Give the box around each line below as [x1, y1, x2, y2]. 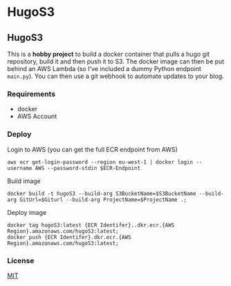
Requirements [7, 89, 56, 99]
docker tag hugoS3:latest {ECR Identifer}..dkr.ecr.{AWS [7, 222, 175, 229]
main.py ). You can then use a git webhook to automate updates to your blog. [7, 72, 225, 80]
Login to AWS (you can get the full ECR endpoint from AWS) [7, 145, 178, 153]
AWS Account [17, 112, 57, 121]
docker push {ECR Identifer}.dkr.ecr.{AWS [7, 233, 131, 240]
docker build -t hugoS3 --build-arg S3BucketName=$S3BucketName [7, 190, 196, 197]
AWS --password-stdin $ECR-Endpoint [35, 164, 140, 171]
